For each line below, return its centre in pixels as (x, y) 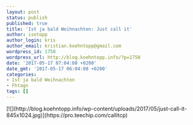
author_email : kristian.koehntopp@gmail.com (64, 46)
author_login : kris (31, 40)
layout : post (23, 12)
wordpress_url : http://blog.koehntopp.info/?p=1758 (73, 57)
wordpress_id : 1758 (31, 52)
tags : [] (17, 91)
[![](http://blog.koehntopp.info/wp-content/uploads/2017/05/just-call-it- (97, 109)
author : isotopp (27, 35)
